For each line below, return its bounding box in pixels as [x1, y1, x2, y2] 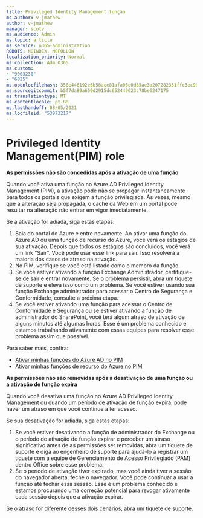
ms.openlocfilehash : [6, 82, 59, 88]
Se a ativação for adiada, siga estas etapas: [6, 218, 115, 226]
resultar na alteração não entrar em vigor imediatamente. [6, 206, 148, 214]
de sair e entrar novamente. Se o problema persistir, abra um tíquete [22, 275, 193, 282]
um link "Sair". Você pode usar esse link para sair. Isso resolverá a [14, 249, 180, 257]
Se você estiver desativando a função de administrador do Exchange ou [14, 429, 195, 436]
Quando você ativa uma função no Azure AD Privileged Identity [6, 181, 164, 188]
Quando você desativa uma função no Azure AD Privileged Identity [6, 393, 173, 400]
